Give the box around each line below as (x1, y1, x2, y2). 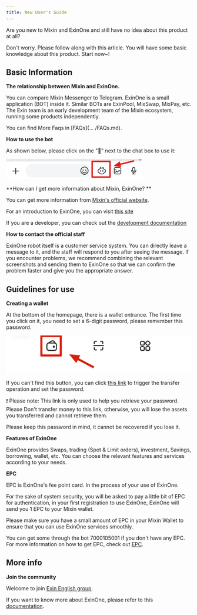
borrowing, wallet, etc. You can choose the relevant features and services (6, 453, 185, 460)
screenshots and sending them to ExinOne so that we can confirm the (6, 261, 175, 268)
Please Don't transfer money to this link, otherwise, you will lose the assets (6, 406, 188, 413)
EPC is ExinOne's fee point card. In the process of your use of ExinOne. (6, 481, 179, 488)
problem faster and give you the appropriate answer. (6, 267, 133, 274)
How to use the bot (6, 136, 54, 143)
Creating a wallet (6, 300, 49, 307)
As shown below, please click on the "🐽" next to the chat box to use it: (6, 147, 176, 154)
